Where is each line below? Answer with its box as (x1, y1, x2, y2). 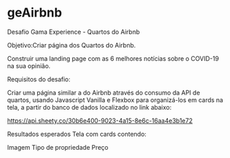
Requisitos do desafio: (7, 75, 71, 83)
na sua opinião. (7, 61, 50, 70)
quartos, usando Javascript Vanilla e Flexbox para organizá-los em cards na (7, 95, 223, 104)
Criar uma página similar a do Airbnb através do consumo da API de (7, 88, 200, 97)
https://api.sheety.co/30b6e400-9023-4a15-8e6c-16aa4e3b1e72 (7, 116, 193, 125)
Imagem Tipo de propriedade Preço (7, 143, 109, 151)
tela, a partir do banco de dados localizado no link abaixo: (7, 103, 172, 111)
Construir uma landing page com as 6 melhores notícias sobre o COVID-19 (7, 54, 220, 63)
